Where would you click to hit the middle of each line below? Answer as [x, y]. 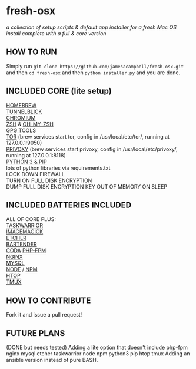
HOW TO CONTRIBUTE [49, 300]
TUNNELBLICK [24, 111]
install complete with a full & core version [56, 33]
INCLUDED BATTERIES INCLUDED [69, 205]
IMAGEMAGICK [25, 232]
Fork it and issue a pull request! [44, 315]
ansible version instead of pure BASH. [52, 360]
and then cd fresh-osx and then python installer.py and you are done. [93, 73]
